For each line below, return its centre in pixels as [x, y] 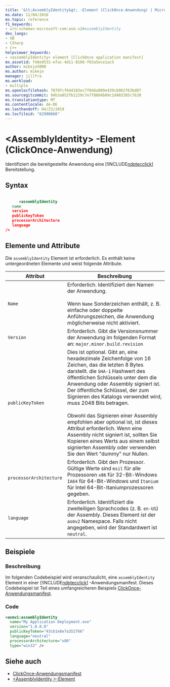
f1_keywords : [19, 24]
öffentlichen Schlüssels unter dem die [112, 377]
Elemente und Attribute [42, 246]
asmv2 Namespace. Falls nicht [102, 521]
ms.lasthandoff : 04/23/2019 [35, 109]
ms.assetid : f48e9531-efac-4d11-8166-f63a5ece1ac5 [60, 62]
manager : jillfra [24, 76]
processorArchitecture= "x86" [40, 641]
